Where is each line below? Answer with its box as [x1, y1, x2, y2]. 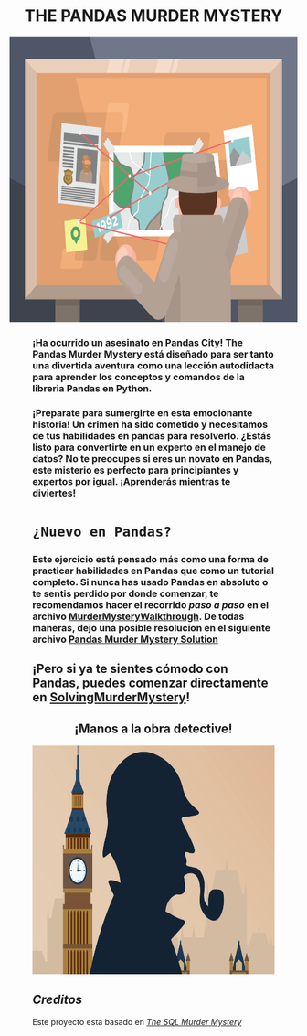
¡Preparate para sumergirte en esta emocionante [32, 406, 253, 419]
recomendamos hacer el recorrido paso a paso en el [32, 598, 270, 611]
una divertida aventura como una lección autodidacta [32, 358, 274, 371]
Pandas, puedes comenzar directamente [32, 676, 269, 691]
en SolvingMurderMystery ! [32, 689, 190, 705]
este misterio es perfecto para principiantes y [32, 464, 239, 476]
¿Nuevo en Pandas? [32, 523, 172, 540]
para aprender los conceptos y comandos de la [32, 370, 245, 383]
